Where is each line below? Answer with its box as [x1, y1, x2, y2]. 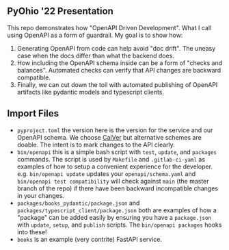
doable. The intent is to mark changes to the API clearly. [16, 140, 176, 149]
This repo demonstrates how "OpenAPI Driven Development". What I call [7, 23, 212, 32]
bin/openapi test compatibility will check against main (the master [16, 177, 210, 185]
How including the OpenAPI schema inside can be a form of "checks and [16, 58, 223, 67]
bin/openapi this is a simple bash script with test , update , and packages [16, 147, 217, 156]
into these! [16, 227, 47, 236]
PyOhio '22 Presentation [7, 5, 114, 17]
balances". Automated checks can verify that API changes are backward [16, 66, 221, 74]
